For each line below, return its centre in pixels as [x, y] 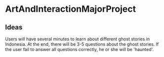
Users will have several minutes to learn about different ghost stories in [77, 39]
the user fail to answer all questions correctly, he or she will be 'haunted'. [80, 49]
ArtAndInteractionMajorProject [71, 9]
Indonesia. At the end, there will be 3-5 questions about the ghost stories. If [82, 44]
